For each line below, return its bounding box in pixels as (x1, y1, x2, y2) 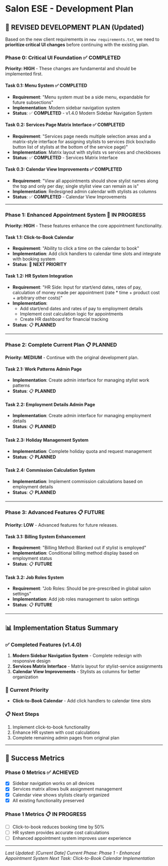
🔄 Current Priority (5, 686, 49, 693)
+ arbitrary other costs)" (12, 295, 63, 301)
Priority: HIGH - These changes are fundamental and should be (5, 66, 136, 72)
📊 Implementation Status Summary (5, 624, 118, 632)
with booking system (12, 256, 56, 262)
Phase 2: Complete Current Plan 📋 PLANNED (5, 341, 117, 348)
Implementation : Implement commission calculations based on (12, 478, 143, 484)
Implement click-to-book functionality (12, 724, 90, 730)
